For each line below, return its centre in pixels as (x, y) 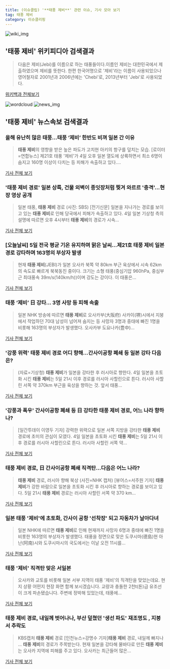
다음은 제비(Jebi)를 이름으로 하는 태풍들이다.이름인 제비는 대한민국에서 (88, 65)
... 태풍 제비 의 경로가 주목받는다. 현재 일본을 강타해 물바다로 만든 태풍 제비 (90, 644)
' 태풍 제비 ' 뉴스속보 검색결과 (47, 122)
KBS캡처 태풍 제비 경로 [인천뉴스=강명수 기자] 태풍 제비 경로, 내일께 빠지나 (91, 638)
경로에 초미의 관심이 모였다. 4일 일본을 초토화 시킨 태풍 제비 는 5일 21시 (87, 437)
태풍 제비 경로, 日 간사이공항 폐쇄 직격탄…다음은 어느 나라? (73, 468)
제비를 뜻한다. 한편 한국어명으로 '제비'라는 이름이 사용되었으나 (100, 71)
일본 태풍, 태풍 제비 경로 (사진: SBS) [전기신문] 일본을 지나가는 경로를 (86, 207)
